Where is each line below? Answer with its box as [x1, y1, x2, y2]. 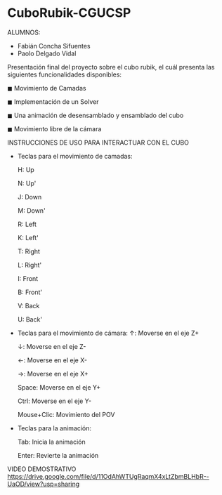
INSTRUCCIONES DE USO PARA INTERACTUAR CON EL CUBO [7, 138, 190, 147]
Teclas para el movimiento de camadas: [17, 152, 133, 160]
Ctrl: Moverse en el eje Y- [17, 397, 92, 405]
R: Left [17, 220, 37, 228]
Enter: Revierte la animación [17, 451, 99, 459]
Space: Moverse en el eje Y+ [17, 383, 100, 391]
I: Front [17, 274, 39, 282]
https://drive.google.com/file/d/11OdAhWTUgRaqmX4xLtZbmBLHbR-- [7, 472, 209, 480]
